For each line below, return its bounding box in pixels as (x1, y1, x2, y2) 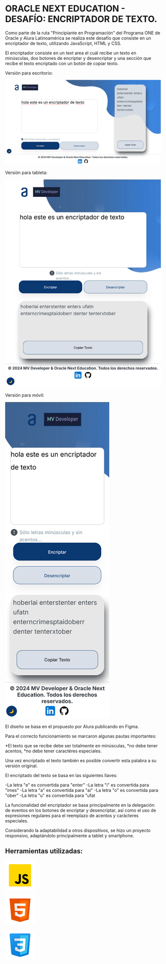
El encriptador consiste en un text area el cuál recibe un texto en (5, 50, 137, 56)
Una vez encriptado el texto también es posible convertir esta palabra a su (5, 758, 157, 764)
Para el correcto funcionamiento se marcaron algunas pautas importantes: (5, 733, 157, 739)
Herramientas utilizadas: (5, 847, 83, 856)
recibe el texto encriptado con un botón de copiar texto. (5, 60, 119, 66)
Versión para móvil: (5, 392, 44, 398)
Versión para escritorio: (5, 70, 53, 76)
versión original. (5, 763, 38, 769)
